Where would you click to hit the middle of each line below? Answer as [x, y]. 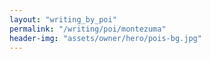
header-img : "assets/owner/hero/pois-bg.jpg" [105, 38]
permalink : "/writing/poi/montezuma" [88, 29]
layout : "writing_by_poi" [63, 19]
